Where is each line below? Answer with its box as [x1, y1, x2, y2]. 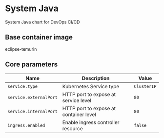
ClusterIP [134, 83, 157, 89]
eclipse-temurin [5, 46, 37, 52]
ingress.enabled [7, 122, 45, 128]
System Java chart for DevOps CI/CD [5, 19, 80, 25]
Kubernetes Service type [62, 83, 120, 90]
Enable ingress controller [62, 119, 120, 126]
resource [62, 125, 83, 132]
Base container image [5, 33, 73, 41]
